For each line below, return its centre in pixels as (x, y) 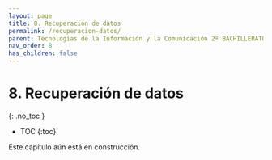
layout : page (30, 16)
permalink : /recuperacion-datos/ (65, 31)
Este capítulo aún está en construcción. (74, 147)
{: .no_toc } (27, 116)
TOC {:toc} (38, 131)
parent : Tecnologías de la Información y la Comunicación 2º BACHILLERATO (137, 38)
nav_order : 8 (30, 46)
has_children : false (43, 53)
